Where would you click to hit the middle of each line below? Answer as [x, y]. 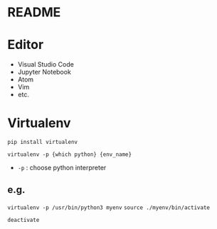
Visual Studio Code [46, 65]
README [34, 12]
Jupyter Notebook [44, 72]
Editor [26, 45]
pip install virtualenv [43, 143]
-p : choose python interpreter [62, 168]
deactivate [23, 220]
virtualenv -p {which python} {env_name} [70, 155]
